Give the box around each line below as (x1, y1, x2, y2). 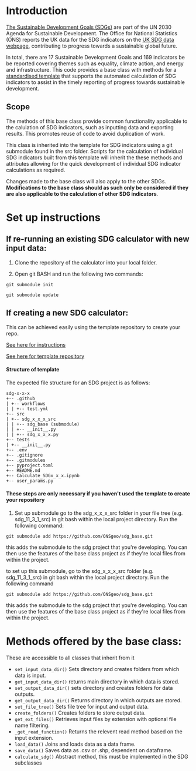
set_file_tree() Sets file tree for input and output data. (14, 703, 149, 710)
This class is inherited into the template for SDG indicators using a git (6, 141, 173, 148)
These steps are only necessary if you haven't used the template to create (6, 490, 190, 497)
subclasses (14, 759, 42, 766)
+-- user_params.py (6, 478, 54, 484)
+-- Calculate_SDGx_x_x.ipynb (6, 472, 80, 478)
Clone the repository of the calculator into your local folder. (14, 259, 157, 266)
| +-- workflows (6, 401, 46, 407)
